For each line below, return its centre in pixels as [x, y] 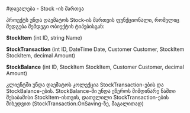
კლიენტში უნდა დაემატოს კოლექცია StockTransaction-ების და [85, 85]
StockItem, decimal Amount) [41, 55]
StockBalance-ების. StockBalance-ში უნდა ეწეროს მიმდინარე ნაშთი [91, 91]
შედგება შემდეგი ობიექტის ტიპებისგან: [55, 26]
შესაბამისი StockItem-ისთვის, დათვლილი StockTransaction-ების [88, 97]
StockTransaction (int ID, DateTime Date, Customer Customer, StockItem [95, 49]
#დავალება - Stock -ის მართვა [45, 9]
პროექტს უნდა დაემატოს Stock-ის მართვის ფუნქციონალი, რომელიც [93, 20]
